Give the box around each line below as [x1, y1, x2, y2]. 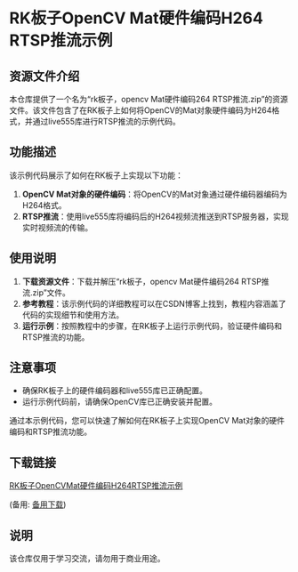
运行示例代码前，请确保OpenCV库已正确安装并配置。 [21, 397, 218, 407]
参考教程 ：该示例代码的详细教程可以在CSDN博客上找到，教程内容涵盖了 [21, 298, 286, 309]
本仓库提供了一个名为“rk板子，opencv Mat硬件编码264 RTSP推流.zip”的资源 [9, 94, 289, 104]
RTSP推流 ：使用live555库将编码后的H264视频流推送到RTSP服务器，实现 [21, 211, 289, 222]
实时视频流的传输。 [21, 222, 93, 232]
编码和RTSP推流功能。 [9, 426, 92, 437]
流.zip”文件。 [21, 286, 71, 298]
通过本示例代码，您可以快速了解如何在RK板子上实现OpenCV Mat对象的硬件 [9, 415, 286, 426]
